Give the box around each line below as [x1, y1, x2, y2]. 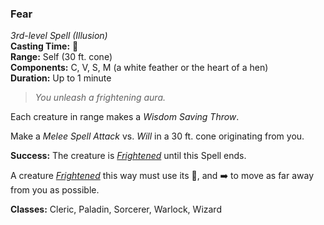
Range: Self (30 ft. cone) [10, 51, 113, 63]
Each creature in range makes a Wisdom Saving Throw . [10, 111, 240, 123]
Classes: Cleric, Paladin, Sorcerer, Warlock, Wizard [10, 203, 222, 216]
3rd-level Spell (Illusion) [10, 30, 108, 42]
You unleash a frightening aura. [34, 92, 167, 104]
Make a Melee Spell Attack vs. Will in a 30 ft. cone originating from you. [10, 130, 305, 142]
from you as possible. [10, 184, 100, 196]
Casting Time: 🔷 [10, 40, 79, 52]
